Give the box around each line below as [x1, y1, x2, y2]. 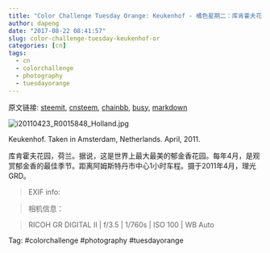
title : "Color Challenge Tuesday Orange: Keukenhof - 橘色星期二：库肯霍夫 [8, 11, 256, 20]
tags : [8, 49, 27, 57]
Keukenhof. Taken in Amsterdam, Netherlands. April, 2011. [8, 134, 201, 143]
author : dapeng [8, 19, 60, 27]
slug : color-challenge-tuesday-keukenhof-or [8, 34, 160, 43]
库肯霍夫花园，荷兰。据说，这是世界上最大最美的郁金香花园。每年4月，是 [8, 151, 254, 160]
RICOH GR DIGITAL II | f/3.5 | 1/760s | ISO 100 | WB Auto [27, 219, 215, 230]
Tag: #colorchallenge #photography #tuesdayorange [8, 235, 184, 245]
